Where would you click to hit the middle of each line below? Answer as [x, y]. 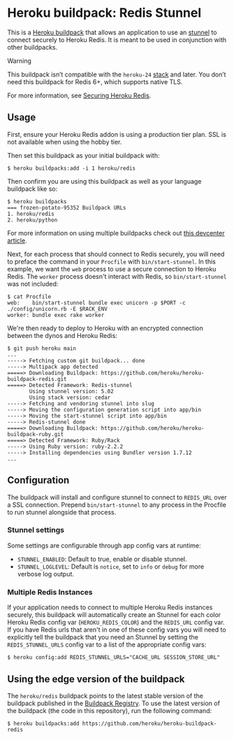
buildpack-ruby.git [36, 434]
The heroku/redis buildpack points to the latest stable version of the [105, 696]
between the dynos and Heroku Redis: [62, 335]
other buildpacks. [32, 47]
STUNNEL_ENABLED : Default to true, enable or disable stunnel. [102, 559]
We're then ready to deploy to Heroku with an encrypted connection [105, 328]
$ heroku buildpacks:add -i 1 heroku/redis [72, 168]
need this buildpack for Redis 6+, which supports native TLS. [95, 81]
